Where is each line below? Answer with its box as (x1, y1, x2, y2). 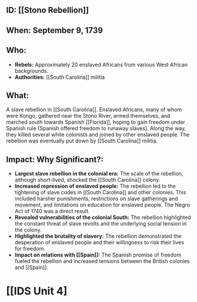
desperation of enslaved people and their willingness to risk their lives (14, 239, 184, 246)
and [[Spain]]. (14, 264, 49, 271)
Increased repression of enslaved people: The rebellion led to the (14, 182, 176, 190)
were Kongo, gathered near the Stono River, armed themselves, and (6, 112, 171, 120)
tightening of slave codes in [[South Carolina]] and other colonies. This (14, 189, 186, 196)
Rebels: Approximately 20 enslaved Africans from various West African (14, 61, 188, 68)
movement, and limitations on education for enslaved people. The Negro (14, 201, 190, 208)
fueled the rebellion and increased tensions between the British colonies (14, 258, 190, 265)
